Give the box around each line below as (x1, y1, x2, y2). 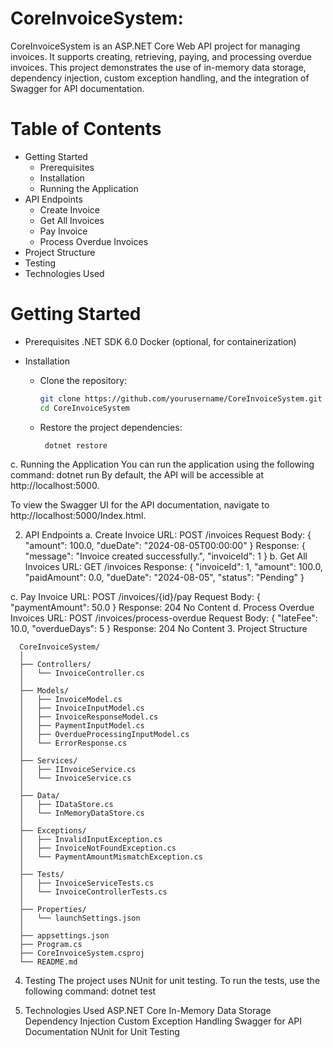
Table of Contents (10, 118, 162, 141)
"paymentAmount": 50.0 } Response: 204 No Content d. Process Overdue (10, 602, 315, 614)
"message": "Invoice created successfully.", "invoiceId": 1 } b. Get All (24, 550, 308, 562)
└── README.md (19, 957, 78, 967)
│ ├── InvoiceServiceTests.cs (19, 878, 155, 889)
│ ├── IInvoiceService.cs (19, 765, 137, 775)
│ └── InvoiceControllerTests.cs (19, 887, 168, 897)
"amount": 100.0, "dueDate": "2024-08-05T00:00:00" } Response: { (24, 540, 306, 552)
